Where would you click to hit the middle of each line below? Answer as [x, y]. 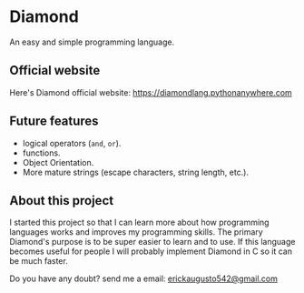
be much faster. [39, 261]
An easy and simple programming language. [92, 42]
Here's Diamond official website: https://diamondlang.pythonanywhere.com [151, 92]
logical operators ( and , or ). [72, 143]
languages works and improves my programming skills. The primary [136, 232]
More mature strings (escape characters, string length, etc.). [136, 172]
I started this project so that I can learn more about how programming [139, 222]
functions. [41, 153]
